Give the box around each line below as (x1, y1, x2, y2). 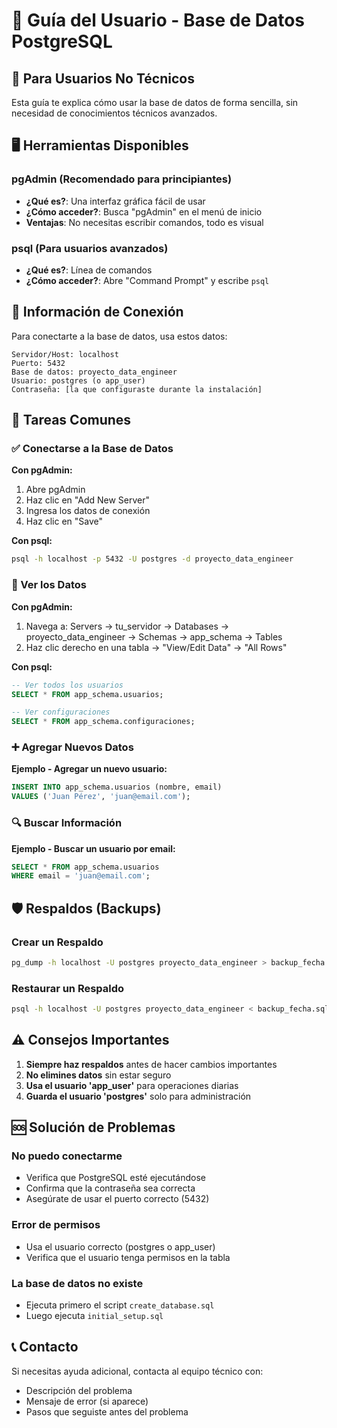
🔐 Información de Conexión (11, 304, 184, 321)
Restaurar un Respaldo (11, 981, 125, 995)
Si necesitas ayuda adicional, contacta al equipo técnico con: (11, 1365, 264, 1377)
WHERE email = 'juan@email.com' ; (11, 871, 151, 881)
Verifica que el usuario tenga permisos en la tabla (25, 1251, 231, 1263)
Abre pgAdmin (25, 484, 86, 496)
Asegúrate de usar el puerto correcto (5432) (25, 1193, 210, 1205)
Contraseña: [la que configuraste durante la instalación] (11, 384, 263, 394)
